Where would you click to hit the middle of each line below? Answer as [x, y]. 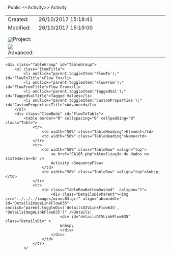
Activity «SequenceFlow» [77, 163]
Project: [22, 39]
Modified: [19, 28]
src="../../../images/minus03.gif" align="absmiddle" [64, 199]
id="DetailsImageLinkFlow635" [37, 203]
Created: [18, 19]
